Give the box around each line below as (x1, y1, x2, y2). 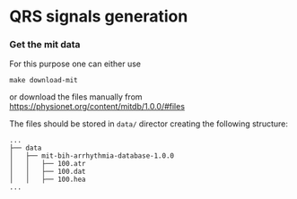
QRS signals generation (9, 6, 188, 27)
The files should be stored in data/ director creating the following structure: (9, 118, 289, 129)
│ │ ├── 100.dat (9, 168, 87, 177)
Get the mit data (9, 39, 81, 51)
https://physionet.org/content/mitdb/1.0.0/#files (9, 101, 186, 112)
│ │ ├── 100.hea (9, 175, 87, 185)
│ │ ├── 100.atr (9, 160, 87, 169)
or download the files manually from (9, 91, 143, 102)
